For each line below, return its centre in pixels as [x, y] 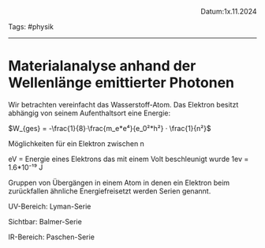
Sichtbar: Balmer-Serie [45, 221]
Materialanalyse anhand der [102, 66]
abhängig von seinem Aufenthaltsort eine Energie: [90, 113]
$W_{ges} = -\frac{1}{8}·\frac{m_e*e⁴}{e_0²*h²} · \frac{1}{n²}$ [110, 128]
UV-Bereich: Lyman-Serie [50, 206]
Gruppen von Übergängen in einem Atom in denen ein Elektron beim [119, 182]
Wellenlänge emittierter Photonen [121, 83]
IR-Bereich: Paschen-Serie [51, 237]
